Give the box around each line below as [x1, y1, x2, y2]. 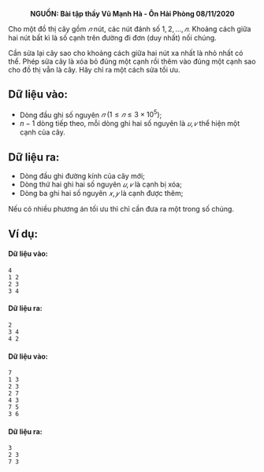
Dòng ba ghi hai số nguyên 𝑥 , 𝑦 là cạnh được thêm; [19, 189, 184, 198]
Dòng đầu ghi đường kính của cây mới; [19, 171, 146, 181]
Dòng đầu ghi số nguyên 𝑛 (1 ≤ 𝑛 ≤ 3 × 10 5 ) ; [19, 109, 162, 120]
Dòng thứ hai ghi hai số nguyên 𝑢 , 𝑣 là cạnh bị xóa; [19, 179, 183, 190]
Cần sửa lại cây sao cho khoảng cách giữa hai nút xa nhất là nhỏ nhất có [8, 49, 244, 57]
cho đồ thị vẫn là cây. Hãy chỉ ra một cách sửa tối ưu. [8, 65, 180, 74]
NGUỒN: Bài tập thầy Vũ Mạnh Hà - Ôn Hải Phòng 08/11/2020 [30, 9, 235, 18]
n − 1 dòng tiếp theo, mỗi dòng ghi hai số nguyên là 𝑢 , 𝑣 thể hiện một [19, 119, 240, 128]
